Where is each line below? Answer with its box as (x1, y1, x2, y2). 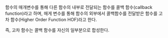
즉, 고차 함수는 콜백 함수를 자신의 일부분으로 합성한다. (5, 27, 109, 33)
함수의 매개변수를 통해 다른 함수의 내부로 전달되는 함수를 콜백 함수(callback (5, 4, 153, 10)
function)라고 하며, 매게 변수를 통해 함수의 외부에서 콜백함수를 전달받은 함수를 (5, 10, 158, 16)
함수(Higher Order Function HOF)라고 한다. (10, 17, 97, 22)
